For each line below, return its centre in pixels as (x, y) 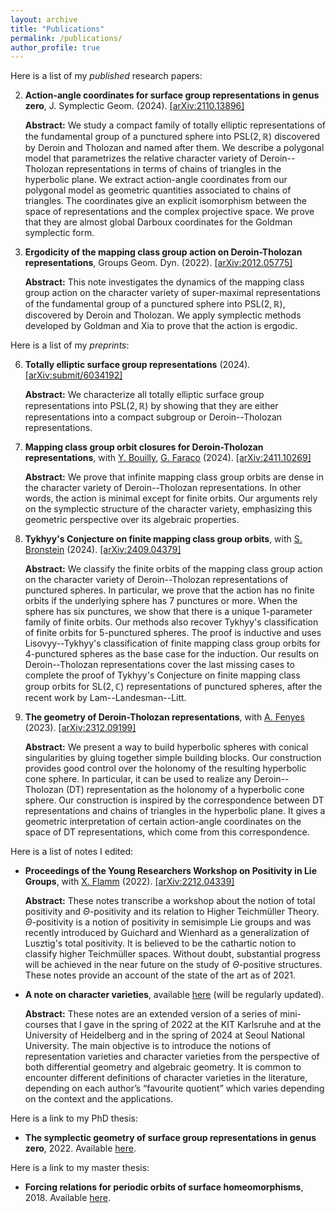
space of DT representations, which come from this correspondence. (167, 832)
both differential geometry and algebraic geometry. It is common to (163, 1067)
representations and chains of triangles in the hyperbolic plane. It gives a (175, 811)
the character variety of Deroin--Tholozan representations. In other (163, 488)
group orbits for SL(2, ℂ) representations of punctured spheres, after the (173, 687)
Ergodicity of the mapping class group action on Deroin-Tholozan (163, 252)
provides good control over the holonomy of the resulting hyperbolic (165, 768)
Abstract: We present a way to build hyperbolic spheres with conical (166, 747)
